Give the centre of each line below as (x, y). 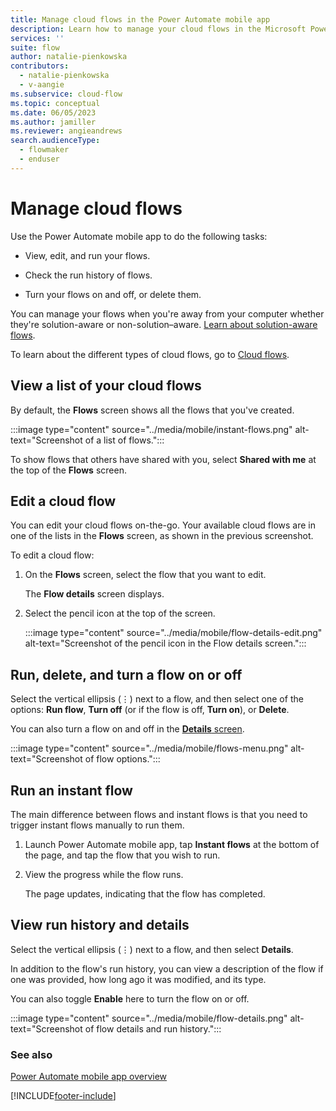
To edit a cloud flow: (52, 555)
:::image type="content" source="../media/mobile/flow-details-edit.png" (173, 633)
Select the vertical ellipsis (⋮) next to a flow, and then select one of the (157, 699)
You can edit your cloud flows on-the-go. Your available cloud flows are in (163, 525)
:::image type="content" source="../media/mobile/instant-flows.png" (151, 429)
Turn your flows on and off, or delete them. (113, 294)
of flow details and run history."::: (153, 1028)
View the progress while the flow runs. (104, 874)
